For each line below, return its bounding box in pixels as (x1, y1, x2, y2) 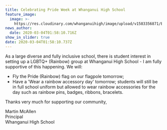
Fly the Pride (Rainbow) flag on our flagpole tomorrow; (12, 73, 124, 79)
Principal (5, 114, 23, 120)
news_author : (5, 26, 32, 31)
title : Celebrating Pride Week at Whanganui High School (5, 7, 126, 12)
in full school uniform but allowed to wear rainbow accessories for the (12, 84, 156, 90)
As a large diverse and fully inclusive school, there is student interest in (5, 53, 151, 59)
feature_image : (5, 12, 37, 17)
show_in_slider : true (5, 35, 50, 40)
